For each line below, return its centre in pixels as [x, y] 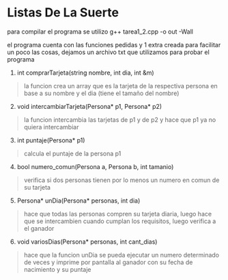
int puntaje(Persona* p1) [51, 140]
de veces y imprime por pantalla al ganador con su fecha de [108, 262]
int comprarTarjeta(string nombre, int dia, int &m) [86, 73]
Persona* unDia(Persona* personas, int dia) [79, 201]
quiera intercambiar [51, 127]
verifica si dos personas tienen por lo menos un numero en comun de [122, 180]
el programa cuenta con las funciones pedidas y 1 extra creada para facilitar [114, 44]
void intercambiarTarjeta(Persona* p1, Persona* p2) [89, 106]
